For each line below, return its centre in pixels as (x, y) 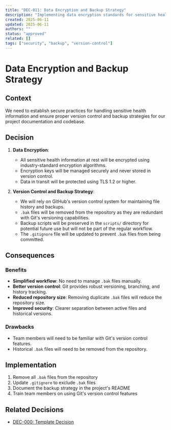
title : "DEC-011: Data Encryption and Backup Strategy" (66, 10)
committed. (32, 239)
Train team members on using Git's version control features (75, 394)
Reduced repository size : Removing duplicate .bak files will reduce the (87, 298)
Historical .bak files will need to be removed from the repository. (80, 349)
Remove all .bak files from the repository (55, 377)
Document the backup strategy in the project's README (72, 388)
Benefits (16, 270)
